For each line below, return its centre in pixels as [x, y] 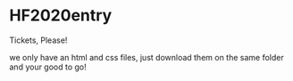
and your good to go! [48, 67]
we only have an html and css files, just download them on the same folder [146, 57]
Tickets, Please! [38, 40]
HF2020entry [61, 16]
